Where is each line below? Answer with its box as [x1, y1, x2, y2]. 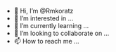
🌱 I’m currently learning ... [13, 22, 89, 30]
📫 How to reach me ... [13, 37, 79, 45]
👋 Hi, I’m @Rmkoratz [13, 7, 74, 15]
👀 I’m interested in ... [13, 14, 74, 22]
